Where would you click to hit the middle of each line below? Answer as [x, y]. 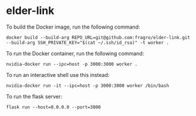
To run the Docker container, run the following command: [75, 53]
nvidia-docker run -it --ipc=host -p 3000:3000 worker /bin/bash [87, 86]
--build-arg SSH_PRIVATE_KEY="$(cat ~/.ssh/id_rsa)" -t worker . [87, 43]
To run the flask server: [34, 96]
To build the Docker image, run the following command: [73, 27]
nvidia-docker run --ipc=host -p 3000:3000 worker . [72, 64]
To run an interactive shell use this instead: [58, 75]
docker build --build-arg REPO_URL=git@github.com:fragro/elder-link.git [98, 37]
